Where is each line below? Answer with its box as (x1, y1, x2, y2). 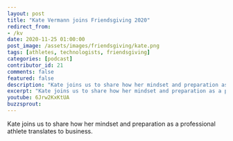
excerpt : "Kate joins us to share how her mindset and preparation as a (7, 88, 222, 94)
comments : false (7, 68, 54, 75)
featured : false (7, 74, 54, 82)
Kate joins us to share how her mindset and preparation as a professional (7, 119, 216, 128)
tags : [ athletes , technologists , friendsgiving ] (7, 49, 150, 56)
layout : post (7, 10, 45, 17)
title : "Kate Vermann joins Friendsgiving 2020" (7, 17, 150, 24)
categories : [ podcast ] (7, 56, 73, 63)
